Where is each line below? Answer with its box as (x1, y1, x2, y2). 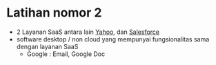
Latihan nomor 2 (6, 5, 102, 21)
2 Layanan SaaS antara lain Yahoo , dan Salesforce (16, 28, 160, 36)
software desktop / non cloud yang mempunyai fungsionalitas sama (16, 35, 210, 43)
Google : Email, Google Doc (26, 50, 105, 58)
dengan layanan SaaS (16, 42, 79, 50)
